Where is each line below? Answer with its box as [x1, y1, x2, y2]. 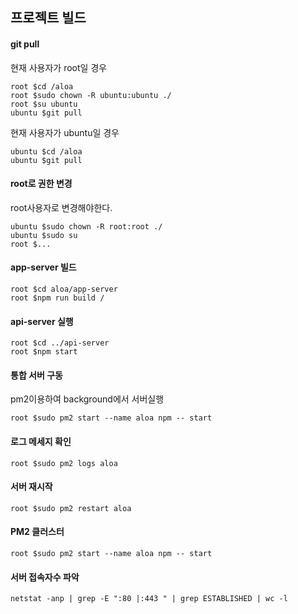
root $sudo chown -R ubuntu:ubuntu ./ [10, 90, 172, 100]
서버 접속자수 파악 [10, 571, 80, 583]
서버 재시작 [10, 481, 53, 493]
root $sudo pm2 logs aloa [10, 458, 118, 468]
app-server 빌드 [10, 261, 77, 273]
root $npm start [10, 347, 78, 357]
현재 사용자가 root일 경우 [10, 61, 108, 73]
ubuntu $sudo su [10, 230, 78, 240]
